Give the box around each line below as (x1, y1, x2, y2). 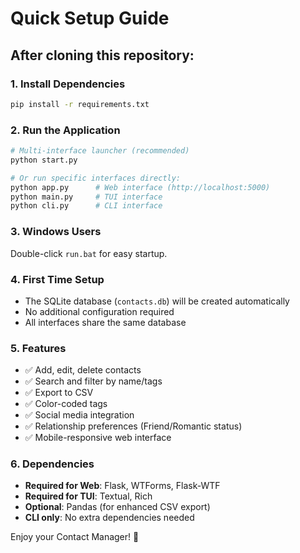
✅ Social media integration (24, 409, 135, 421)
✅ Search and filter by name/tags (24, 375, 163, 387)
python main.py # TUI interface (10, 192, 163, 202)
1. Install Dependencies (10, 77, 126, 91)
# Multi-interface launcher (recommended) (10, 146, 190, 156)
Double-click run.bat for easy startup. (10, 247, 168, 259)
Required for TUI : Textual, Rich (24, 490, 153, 502)
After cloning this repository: (10, 47, 195, 64)
